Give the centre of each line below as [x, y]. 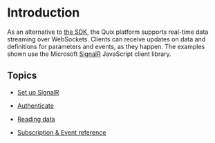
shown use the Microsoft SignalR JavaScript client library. [89, 54]
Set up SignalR [38, 92]
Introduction [44, 13]
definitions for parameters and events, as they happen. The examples [106, 46]
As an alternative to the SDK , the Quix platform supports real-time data [108, 32]
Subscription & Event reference [62, 132]
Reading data [36, 119]
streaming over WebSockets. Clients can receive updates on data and [106, 39]
